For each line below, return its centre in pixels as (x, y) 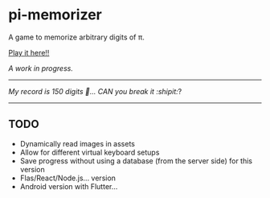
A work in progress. (41, 68)
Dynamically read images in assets (77, 143)
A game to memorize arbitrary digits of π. (76, 37)
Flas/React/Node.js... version (68, 178)
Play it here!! (29, 52)
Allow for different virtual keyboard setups (90, 152)
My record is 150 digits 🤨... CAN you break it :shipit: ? (95, 91)
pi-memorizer (55, 15)
